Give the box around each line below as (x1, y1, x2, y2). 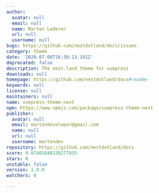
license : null (6, 88, 42, 94)
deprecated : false (6, 59, 53, 66)
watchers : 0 (6, 172, 36, 179)
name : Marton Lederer (12, 25, 67, 32)
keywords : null (6, 83, 45, 89)
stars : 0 (6, 155, 29, 161)
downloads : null (6, 71, 47, 77)
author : (6, 8, 26, 15)
